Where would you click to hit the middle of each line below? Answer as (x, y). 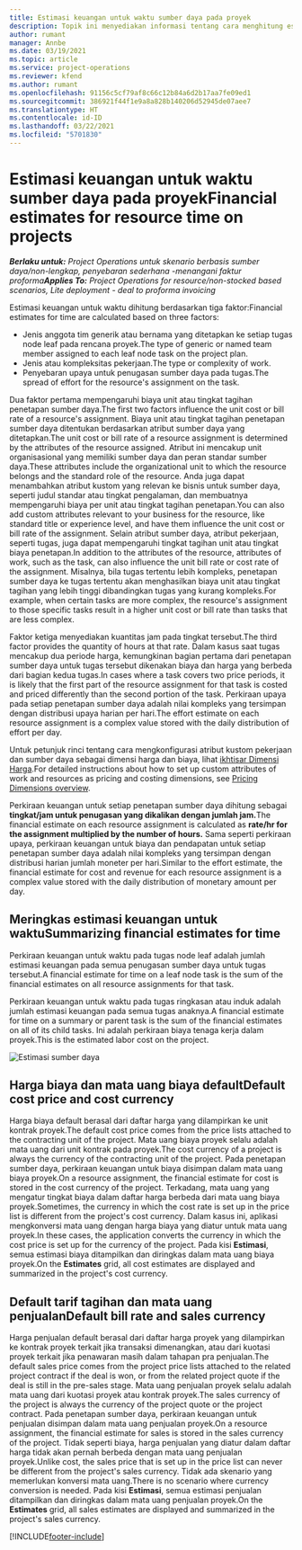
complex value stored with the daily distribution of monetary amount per (143, 881)
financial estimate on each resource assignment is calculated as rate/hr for (148, 824)
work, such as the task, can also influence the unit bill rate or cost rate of (144, 562)
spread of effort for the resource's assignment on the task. (131, 382)
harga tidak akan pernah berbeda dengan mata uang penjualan (126, 1452)
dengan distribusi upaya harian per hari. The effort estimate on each (134, 713)
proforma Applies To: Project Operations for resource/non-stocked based (146, 281)
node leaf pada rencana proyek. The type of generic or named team (147, 343)
